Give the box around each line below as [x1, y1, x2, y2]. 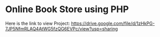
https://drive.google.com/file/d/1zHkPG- [70, 20, 155, 26]
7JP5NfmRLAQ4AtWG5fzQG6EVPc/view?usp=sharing [5, 25, 118, 31]
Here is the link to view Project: [5, 20, 70, 26]
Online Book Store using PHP [5, 4, 129, 15]
